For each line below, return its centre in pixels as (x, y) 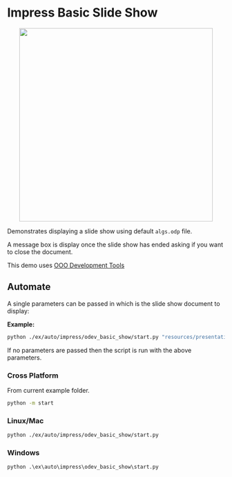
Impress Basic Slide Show (83, 13)
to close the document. (40, 252)
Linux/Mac (26, 420)
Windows (23, 452)
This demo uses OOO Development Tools (66, 265)
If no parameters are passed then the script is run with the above (99, 350)
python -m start (30, 403)
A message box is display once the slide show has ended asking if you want (115, 244)
